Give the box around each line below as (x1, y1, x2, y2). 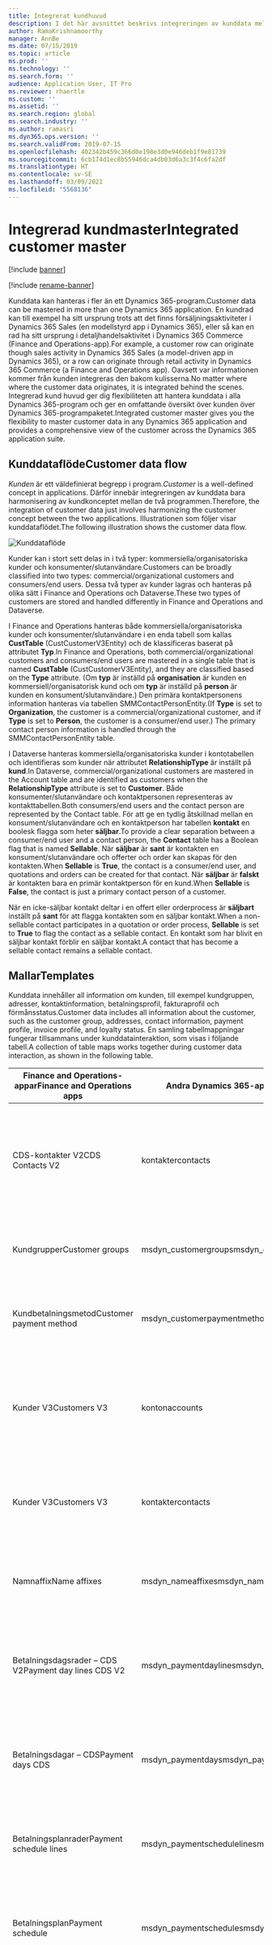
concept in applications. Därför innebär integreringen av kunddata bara (8, 488, 245, 497)
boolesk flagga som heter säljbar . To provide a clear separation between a (8, 826, 255, 836)
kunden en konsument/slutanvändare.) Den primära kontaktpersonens (8, 690, 243, 699)
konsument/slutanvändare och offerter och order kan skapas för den (8, 852, 237, 862)
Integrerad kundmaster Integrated (8, 220, 239, 239)
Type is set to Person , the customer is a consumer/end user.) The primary (8, 716, 257, 725)
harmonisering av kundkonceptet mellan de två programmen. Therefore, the (8, 496, 260, 506)
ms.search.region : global (8, 110, 96, 118)
